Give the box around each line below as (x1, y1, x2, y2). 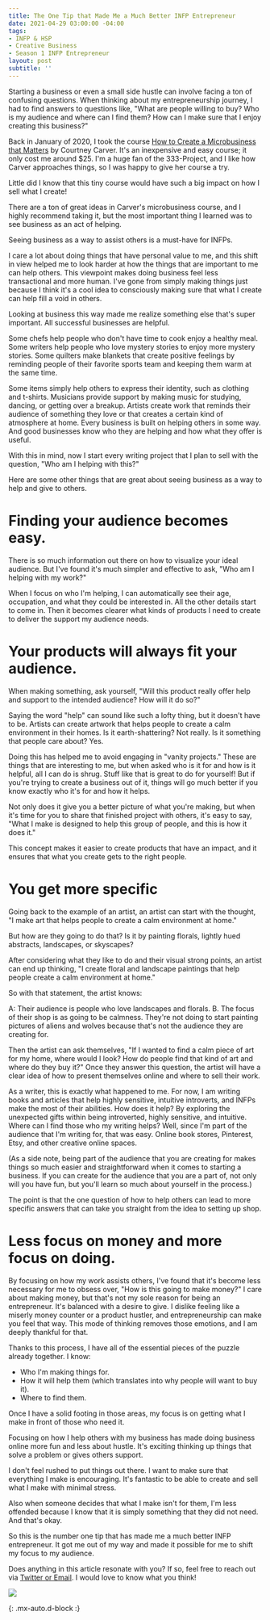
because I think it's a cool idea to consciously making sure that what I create (8, 284, 263, 295)
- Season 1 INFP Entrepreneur (8, 49, 110, 57)
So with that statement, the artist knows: (8, 988, 143, 997)
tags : (8, 27, 27, 35)
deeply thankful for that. (8, 1327, 89, 1337)
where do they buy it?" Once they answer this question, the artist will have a (8, 1062, 261, 1072)
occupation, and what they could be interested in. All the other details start (8, 597, 256, 606)
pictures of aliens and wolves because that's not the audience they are (8, 1021, 243, 1030)
